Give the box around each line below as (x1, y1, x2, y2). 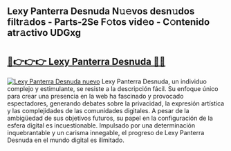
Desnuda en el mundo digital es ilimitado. (7, 136, 124, 144)
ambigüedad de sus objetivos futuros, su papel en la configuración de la (7, 114, 213, 122)
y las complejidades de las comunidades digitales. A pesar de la (7, 107, 190, 114)
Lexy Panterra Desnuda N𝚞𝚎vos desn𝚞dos (7, 6, 195, 17)
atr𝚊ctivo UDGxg (7, 27, 82, 39)
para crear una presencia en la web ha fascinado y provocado (7, 92, 184, 100)
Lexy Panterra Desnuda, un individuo (101, 77, 207, 85)
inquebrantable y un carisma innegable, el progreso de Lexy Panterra (7, 129, 205, 137)
